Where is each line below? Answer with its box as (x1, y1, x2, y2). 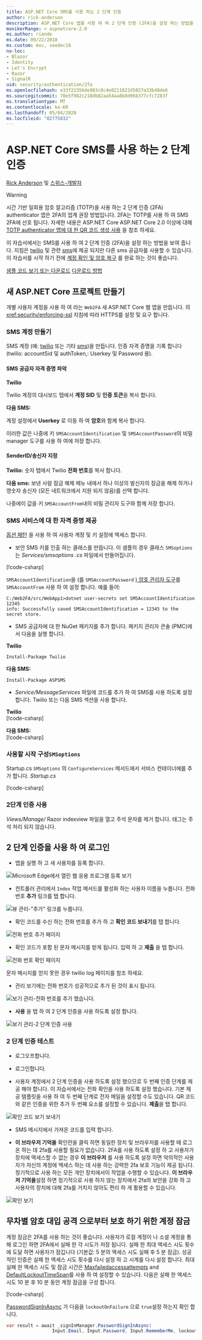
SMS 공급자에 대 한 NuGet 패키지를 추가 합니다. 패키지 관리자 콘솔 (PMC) (14, 623, 188, 630)
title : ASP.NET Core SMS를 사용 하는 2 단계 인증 (6, 8, 122, 15)
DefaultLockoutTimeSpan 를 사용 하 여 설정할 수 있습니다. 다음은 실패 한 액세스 (6, 1271, 192, 1278)
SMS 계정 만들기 (6, 327, 52, 336)
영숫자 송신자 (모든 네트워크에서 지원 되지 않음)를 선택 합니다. (6, 486, 150, 494)
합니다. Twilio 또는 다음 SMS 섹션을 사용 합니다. (14, 696, 127, 703)
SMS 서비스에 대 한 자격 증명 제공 (6, 516, 97, 524)
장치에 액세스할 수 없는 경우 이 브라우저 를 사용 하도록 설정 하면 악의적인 (14, 1154, 183, 1161)
